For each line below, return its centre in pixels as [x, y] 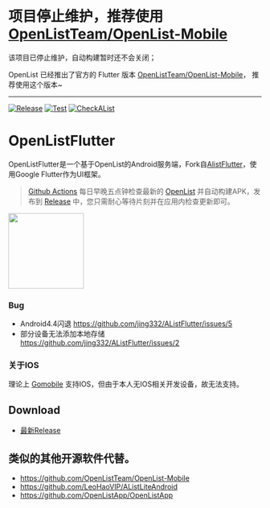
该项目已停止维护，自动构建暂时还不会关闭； [82, 57]
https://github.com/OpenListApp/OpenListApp [96, 495]
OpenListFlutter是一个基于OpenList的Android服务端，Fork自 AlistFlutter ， [129, 164]
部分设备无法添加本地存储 [62, 334]
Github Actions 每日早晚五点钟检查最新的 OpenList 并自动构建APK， [141, 191]
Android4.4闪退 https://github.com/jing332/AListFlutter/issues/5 [126, 324]
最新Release [40, 431]
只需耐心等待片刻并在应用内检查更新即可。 [164, 201]
